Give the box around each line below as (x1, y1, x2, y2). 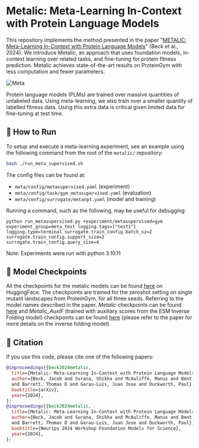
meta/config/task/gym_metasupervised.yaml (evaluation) (14, 189, 152, 196)
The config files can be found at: (6, 171, 86, 179)
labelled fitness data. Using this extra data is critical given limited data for (6, 103, 185, 110)
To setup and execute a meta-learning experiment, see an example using (6, 142, 185, 150)
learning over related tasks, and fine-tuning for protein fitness (25, 55, 176, 62)
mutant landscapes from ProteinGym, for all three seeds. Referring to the (6, 295, 184, 302)
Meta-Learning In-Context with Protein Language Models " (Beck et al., (6, 43, 179, 50)
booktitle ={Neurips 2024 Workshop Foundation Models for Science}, (11, 425, 182, 431)
